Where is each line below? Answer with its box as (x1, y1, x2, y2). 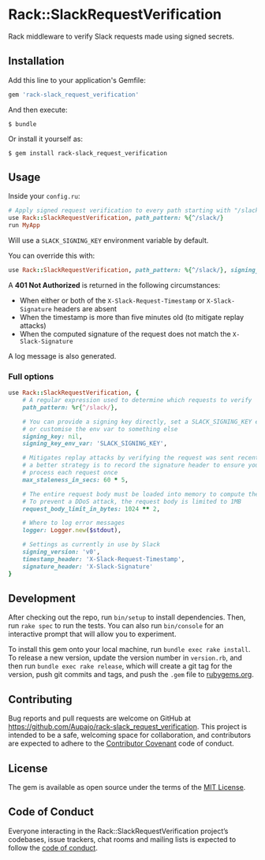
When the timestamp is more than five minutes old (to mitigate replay (19, 312, 244, 322)
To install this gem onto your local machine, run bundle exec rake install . (8, 645, 251, 654)
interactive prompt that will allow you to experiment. (8, 629, 177, 639)
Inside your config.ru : (8, 192, 80, 201)
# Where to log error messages (22, 519, 125, 527)
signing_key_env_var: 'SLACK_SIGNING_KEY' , (22, 440, 168, 448)
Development (8, 592, 77, 605)
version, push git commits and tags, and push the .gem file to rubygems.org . (8, 670, 255, 679)
